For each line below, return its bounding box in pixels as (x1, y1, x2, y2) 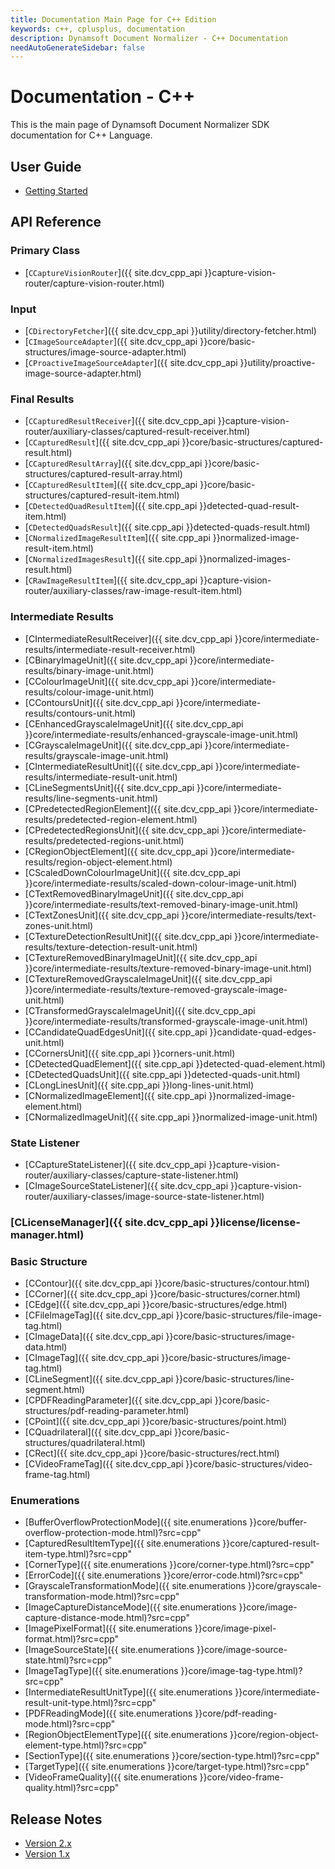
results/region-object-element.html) (24, 856, 173, 868)
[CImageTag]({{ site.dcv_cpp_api (24, 1352, 160, 1364)
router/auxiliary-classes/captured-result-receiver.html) (24, 426, 251, 438)
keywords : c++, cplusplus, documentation (10, 24, 186, 34)
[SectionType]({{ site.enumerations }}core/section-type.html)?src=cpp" (24, 1750, 320, 1762)
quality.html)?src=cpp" (24, 1782, 120, 1794)
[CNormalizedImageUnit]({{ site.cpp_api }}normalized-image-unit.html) (24, 1111, 318, 1123)
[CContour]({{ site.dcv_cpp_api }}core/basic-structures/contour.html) (24, 1277, 310, 1290)
